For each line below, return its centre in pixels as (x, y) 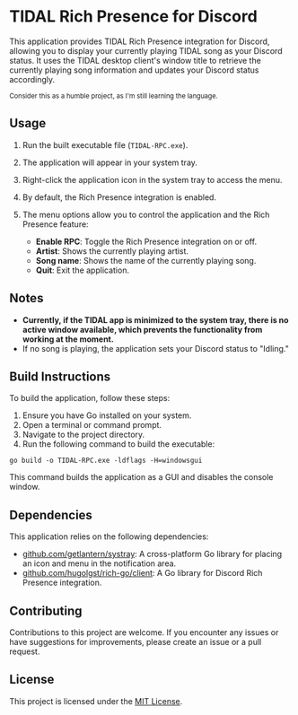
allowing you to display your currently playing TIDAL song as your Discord (146, 50)
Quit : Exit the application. (83, 270)
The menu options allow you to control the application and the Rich (146, 214)
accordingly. (32, 79)
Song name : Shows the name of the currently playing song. (146, 260)
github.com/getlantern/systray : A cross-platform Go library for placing (152, 554)
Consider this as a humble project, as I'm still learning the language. (114, 96)
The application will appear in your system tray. (110, 162)
